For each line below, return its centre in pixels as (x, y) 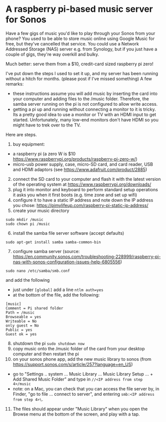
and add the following (28, 280)
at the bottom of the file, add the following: (56, 295)
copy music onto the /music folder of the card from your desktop (79, 348)
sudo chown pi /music (28, 224)
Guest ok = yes (21, 334)
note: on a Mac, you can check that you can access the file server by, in (86, 388)
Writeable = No (21, 321)
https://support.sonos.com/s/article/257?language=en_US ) (73, 364)
